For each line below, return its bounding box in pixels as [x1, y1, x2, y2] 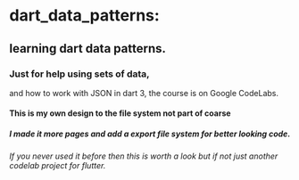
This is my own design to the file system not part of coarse [9, 108, 231, 119]
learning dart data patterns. [9, 41, 167, 56]
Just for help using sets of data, [9, 68, 150, 80]
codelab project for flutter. [9, 160, 106, 171]
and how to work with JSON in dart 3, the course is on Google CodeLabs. [9, 87, 279, 98]
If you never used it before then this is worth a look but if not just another [9, 151, 278, 161]
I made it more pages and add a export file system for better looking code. [9, 128, 291, 139]
